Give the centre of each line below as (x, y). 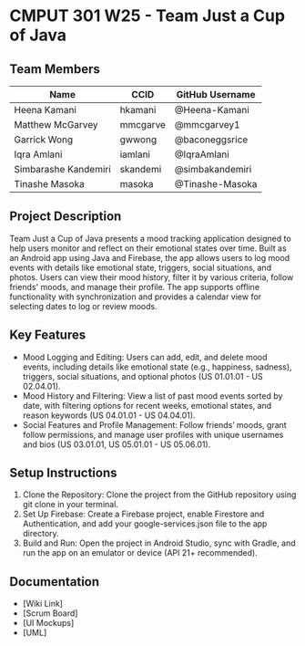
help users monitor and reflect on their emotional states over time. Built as (148, 248)
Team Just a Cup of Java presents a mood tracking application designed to (150, 238)
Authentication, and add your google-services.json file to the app (145, 524)
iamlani (135, 154)
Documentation (55, 582)
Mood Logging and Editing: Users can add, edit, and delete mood (145, 357)
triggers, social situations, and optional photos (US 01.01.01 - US (142, 376)
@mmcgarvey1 (207, 125)
